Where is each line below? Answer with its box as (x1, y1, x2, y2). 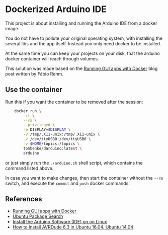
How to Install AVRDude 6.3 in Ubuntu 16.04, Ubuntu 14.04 (12, 224, 134, 230)
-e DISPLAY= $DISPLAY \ (23, 127, 71, 132)
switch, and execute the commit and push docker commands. (5, 180, 130, 186)
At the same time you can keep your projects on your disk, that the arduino (5, 50, 160, 56)
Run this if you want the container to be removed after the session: (5, 99, 143, 105)
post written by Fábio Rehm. (5, 70, 64, 76)
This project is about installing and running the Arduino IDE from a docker (5, 20, 157, 26)
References (5, 195, 42, 203)
